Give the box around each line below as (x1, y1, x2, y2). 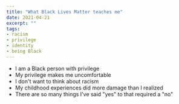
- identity (6, 43, 34, 49)
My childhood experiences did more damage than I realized (15, 84, 163, 91)
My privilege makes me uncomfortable (15, 71, 112, 79)
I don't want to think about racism (15, 77, 99, 85)
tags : (6, 25, 20, 32)
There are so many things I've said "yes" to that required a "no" (15, 90, 174, 97)
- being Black (6, 48, 42, 54)
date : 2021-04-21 (6, 15, 50, 21)
